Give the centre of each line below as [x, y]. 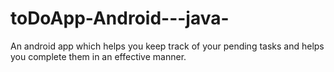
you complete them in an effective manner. [98, 56]
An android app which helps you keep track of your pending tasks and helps [167, 46]
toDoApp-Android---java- [120, 18]
